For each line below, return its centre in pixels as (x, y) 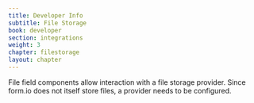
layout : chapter (35, 60)
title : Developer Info (46, 15)
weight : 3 (25, 45)
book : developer (35, 30)
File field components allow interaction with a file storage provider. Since (127, 82)
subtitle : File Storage (48, 23)
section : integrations (46, 38)
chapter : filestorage (44, 52)
